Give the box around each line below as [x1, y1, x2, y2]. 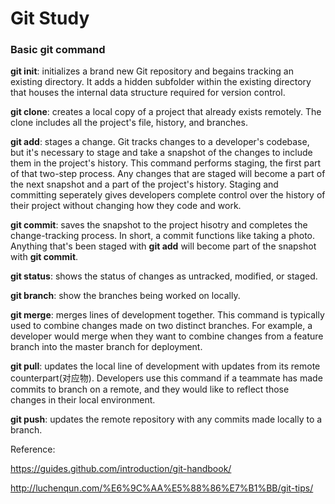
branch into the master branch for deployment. [10, 341, 203, 353]
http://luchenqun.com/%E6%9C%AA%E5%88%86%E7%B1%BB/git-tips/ [10, 482, 314, 494]
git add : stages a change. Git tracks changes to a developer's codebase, [10, 136, 310, 148]
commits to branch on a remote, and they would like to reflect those [10, 383, 290, 396]
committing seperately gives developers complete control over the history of [10, 189, 326, 201]
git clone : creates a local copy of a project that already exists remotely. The [10, 106, 322, 118]
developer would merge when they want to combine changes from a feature [10, 330, 324, 342]
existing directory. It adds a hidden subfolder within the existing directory [10, 76, 312, 88]
